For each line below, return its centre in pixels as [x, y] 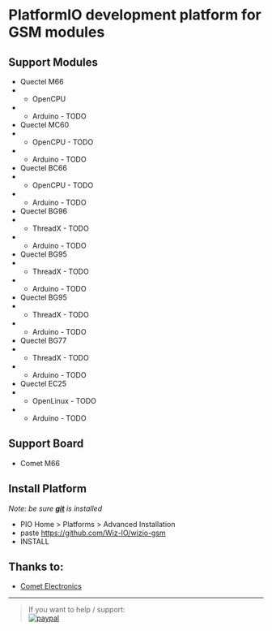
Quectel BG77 [43, 340]
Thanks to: [36, 567]
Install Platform [48, 489]
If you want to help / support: [76, 610]
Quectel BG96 [43, 211]
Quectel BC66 [43, 168]
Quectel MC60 [45, 125]
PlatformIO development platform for [135, 15]
